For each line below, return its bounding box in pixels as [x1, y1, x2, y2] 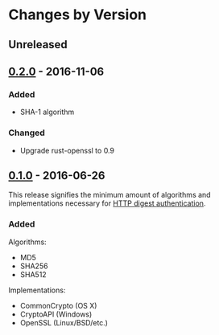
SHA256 [19, 261, 48, 271]
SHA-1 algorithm [19, 107, 75, 117]
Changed [8, 127, 46, 138]
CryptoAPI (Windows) [19, 309, 93, 319]
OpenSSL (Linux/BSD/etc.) [19, 317, 109, 327]
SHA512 [19, 269, 47, 279]
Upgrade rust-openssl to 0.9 [19, 145, 115, 155]
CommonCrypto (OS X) [19, 300, 97, 310]
